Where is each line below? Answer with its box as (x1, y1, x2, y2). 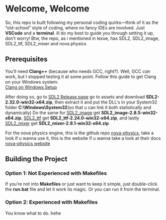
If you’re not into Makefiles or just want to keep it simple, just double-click (5, 181, 158, 187)
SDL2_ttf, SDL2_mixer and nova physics (5, 40, 87, 46)
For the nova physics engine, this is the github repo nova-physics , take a (5, 130, 154, 136)
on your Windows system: (5, 79, 59, 85)
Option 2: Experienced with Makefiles (5, 199, 98, 206)
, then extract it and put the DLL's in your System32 (52, 99, 158, 105)
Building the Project (5, 155, 68, 163)
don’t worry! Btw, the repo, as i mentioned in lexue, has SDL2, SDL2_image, (5, 35, 160, 41)
